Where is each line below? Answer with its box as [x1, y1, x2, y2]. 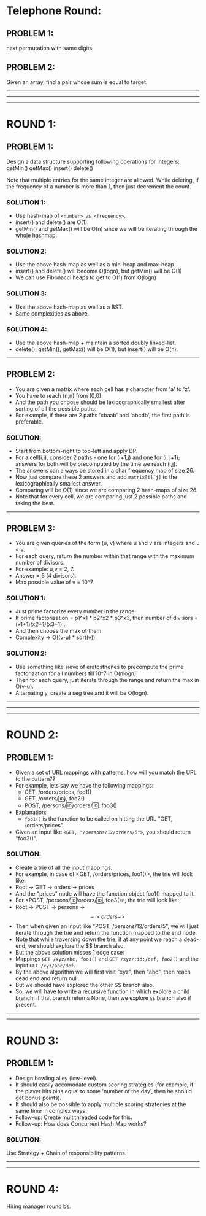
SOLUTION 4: [6, 325, 47, 333]
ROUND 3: [6, 1034, 59, 1047]
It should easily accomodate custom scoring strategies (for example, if [15, 1081, 194, 1088]
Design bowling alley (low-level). [15, 1074, 98, 1082]
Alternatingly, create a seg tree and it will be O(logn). [15, 689, 149, 697]
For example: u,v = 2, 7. [15, 565, 75, 573]
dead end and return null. [15, 974, 80, 982]
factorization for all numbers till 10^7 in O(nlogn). [15, 670, 138, 677]
